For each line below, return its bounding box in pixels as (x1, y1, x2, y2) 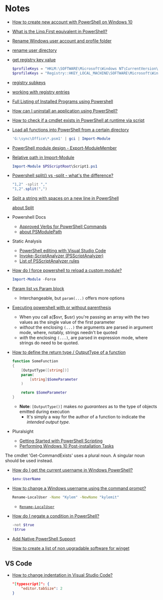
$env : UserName (12, 477, 41, 482)
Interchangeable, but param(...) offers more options (19, 295, 125, 301)
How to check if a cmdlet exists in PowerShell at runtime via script (12, 117, 145, 123)
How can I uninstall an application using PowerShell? (12, 108, 118, 113)
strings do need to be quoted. (19, 340, 79, 346)
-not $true (12, 522, 35, 527)
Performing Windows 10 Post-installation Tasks (19, 443, 114, 449)
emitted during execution (19, 409, 70, 414)
